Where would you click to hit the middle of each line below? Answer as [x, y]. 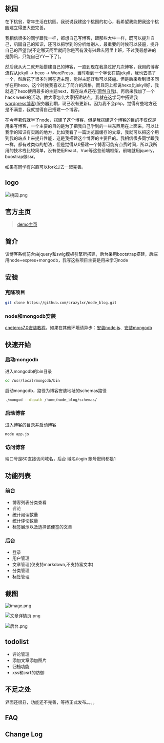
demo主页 [27, 224]
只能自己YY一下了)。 [43, 56]
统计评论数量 [25, 521]
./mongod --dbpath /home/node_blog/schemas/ [51, 400]
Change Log [24, 734]
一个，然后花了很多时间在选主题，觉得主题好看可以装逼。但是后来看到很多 [80, 79]
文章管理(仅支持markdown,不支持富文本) [53, 565]
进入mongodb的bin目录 [29, 371]
